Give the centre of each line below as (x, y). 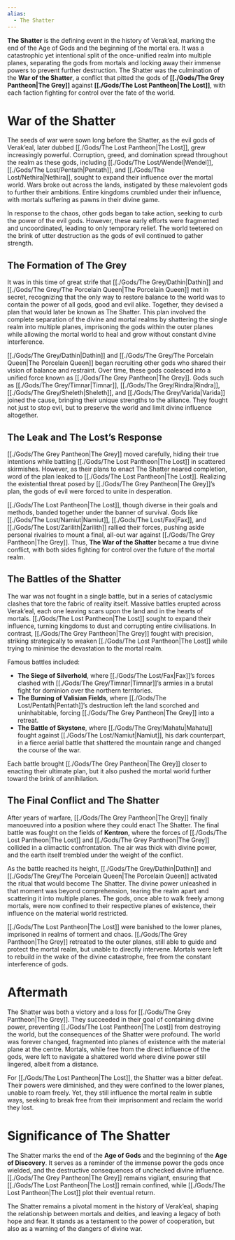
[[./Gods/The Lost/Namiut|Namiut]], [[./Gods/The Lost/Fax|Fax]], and (107, 520)
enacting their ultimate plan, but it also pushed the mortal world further (109, 771)
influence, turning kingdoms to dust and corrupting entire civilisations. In (112, 626)
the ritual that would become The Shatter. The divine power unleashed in (112, 883)
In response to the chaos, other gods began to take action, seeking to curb (115, 213)
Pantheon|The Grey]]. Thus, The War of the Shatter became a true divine (113, 542)
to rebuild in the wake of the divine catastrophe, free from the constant (109, 956)
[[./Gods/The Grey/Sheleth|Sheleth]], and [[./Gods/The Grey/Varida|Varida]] (116, 393)
